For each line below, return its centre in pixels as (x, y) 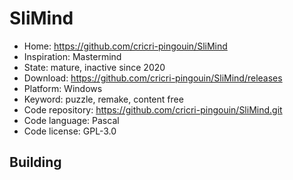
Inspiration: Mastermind (72, 56)
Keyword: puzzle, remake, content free (103, 99)
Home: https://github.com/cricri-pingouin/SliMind (125, 46)
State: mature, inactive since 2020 (94, 67)
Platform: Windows (63, 88)
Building (35, 162)
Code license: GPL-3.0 (70, 131)
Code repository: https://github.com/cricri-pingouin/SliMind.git (153, 109)
